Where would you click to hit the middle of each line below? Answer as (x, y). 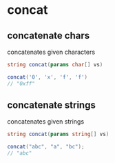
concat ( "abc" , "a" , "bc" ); (46, 147)
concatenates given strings (46, 122)
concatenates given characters (51, 52)
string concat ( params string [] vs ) (58, 134)
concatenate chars (49, 36)
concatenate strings (52, 105)
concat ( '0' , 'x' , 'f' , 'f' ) (48, 77)
